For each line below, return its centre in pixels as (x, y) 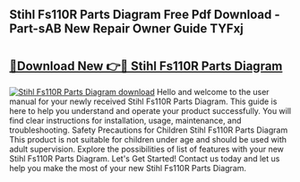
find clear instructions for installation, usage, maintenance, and (125, 121)
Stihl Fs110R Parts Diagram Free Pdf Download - (145, 15)
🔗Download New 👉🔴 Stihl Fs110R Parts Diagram (146, 66)
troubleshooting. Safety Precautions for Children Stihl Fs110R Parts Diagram (149, 130)
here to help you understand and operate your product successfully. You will (150, 111)
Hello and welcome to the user (213, 92)
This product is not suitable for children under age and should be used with (148, 139)
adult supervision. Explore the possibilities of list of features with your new (147, 149)
